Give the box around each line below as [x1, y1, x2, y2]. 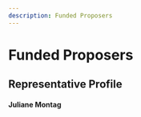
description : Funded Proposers [8, 11, 113, 20]
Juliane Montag [8, 99, 62, 109]
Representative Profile [8, 77, 123, 92]
